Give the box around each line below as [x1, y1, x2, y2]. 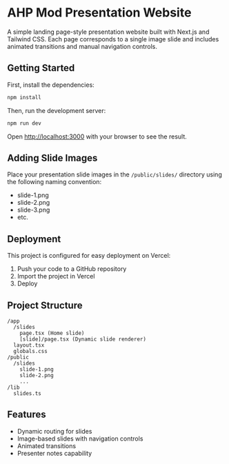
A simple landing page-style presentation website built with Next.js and [7, 28, 210, 36]
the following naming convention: [7, 178, 102, 186]
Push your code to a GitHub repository [17, 265, 127, 273]
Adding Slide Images [7, 152, 98, 163]
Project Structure [7, 299, 83, 311]
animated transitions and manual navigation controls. [7, 42, 157, 50]
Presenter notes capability [17, 449, 92, 457]
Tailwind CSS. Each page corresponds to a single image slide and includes [7, 34, 219, 43]
